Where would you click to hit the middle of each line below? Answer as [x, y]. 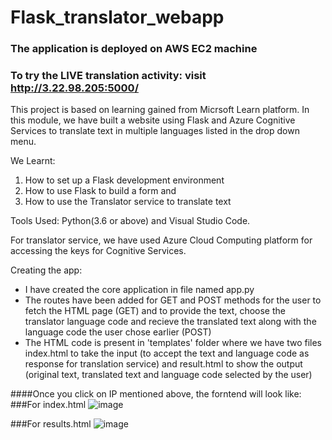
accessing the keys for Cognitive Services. [98, 251]
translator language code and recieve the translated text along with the [170, 322]
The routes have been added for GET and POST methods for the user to [173, 300]
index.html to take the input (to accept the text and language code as [167, 353]
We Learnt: [33, 161]
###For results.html [51, 424]
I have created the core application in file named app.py [139, 290]
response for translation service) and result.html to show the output [163, 364]
